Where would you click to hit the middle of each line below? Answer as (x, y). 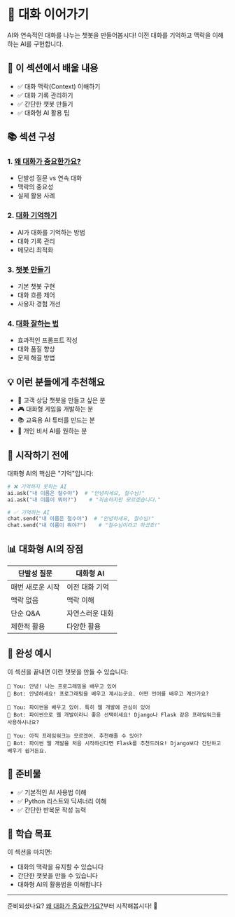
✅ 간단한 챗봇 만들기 (45, 104)
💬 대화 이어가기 (48, 14)
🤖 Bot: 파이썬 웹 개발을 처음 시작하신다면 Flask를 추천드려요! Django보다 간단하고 (114, 743)
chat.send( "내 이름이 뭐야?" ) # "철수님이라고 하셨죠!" (84, 525)
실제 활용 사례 (36, 196)
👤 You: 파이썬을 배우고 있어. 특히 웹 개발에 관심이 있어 (79, 707)
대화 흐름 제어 (36, 295)
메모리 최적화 (35, 250)
